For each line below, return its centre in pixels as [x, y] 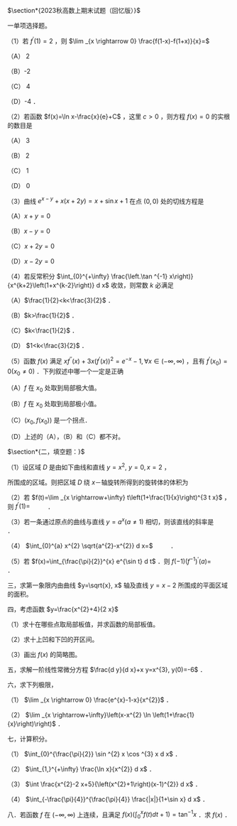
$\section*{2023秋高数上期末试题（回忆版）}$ [74, 10]
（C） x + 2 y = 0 [31, 246]
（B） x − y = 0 [29, 231]
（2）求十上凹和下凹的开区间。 [53, 639]
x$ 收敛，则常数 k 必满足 [138, 286]
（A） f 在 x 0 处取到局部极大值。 [54, 388]
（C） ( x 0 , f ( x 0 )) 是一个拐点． [49, 421]
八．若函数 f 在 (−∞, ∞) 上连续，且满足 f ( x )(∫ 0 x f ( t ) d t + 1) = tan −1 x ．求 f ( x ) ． [119, 815]
